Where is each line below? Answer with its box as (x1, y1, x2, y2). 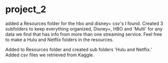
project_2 (5, 4, 47, 15)
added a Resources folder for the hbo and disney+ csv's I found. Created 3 (5, 20, 163, 26)
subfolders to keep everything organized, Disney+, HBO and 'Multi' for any (5, 25, 163, 31)
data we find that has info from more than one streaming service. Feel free (5, 31, 162, 37)
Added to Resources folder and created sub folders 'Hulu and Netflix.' (5, 46, 153, 52)
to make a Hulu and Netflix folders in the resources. (5, 37, 114, 43)
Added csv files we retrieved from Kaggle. (5, 52, 94, 58)
